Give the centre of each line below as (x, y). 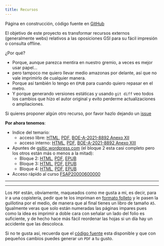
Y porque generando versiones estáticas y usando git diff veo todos (83, 93)
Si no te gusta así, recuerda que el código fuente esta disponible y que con (81, 233)
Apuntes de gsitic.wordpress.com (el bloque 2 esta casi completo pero (83, 148)
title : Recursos (21, 10)
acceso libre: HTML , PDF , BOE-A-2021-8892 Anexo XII (74, 137)
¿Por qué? (15, 53)
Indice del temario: (31, 132)
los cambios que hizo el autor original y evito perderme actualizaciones (84, 99)
